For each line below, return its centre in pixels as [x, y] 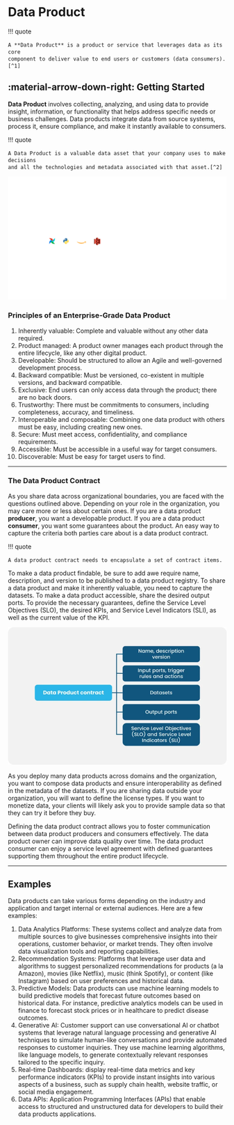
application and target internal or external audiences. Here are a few [106, 908]
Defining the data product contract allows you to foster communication [109, 826]
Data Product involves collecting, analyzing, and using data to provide [108, 104]
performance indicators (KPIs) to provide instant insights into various [116, 1077]
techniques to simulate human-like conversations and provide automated [122, 1040]
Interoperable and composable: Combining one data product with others [121, 419]
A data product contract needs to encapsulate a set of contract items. [115, 560]
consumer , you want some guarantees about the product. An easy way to [114, 526]
